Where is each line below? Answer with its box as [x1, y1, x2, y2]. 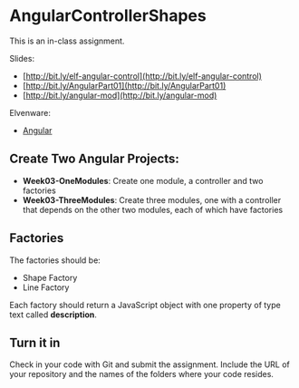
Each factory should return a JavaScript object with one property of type [9, 299, 281, 310]
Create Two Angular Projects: [9, 151, 179, 167]
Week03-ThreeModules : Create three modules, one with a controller [22, 194, 282, 205]
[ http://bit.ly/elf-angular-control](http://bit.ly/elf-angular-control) [22, 70, 263, 82]
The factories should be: [9, 255, 101, 266]
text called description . [9, 309, 98, 320]
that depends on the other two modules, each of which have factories [22, 204, 284, 215]
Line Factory [22, 282, 70, 293]
